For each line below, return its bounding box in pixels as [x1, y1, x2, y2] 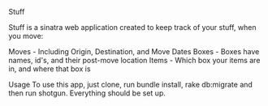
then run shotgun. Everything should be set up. [8, 88, 166, 98]
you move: [8, 32, 44, 40]
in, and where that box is [8, 64, 91, 74]
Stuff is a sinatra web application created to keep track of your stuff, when [8, 23, 257, 32]
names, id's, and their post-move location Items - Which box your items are [8, 56, 261, 65]
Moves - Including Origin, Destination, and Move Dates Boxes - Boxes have [8, 47, 260, 56]
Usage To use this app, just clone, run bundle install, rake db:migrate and [8, 80, 253, 89]
